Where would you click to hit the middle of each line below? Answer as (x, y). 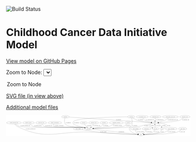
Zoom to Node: (24, 72)
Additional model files (32, 107)
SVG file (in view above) (35, 95)
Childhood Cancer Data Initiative (87, 33)
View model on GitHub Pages (42, 61)
